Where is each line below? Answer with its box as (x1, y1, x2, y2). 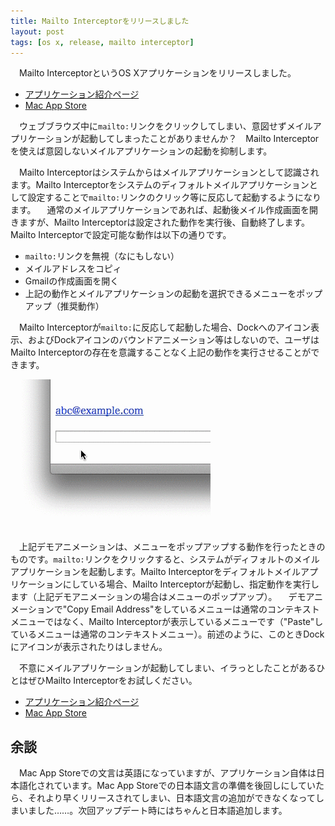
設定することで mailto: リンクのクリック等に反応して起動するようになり (27, 191, 322, 204)
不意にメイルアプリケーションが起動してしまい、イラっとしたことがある (18, 662, 317, 674)
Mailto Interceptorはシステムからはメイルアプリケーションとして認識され (18, 166, 320, 179)
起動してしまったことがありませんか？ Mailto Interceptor (79, 133, 320, 145)
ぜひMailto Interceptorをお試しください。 (27, 675, 198, 687)
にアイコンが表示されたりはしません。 (10, 641, 168, 653)
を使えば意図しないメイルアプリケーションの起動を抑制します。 (10, 145, 273, 157)
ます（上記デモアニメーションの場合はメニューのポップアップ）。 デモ (10, 591, 307, 603)
